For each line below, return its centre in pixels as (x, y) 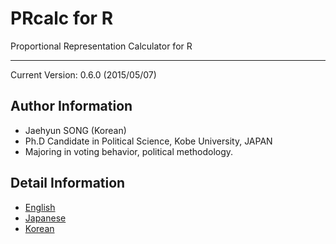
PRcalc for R (62, 18)
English (40, 207)
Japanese (45, 218)
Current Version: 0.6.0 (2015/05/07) (83, 74)
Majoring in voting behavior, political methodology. (129, 151)
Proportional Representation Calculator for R (101, 46)
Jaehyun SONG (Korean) (75, 130)
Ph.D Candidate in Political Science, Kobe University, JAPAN (148, 141)
